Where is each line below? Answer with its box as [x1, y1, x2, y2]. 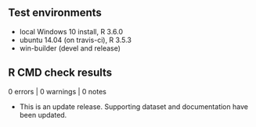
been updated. [19, 110, 67, 119]
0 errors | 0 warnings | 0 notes [8, 86, 107, 96]
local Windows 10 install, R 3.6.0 [19, 26, 124, 36]
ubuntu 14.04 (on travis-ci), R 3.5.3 [19, 35, 132, 44]
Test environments [8, 6, 102, 19]
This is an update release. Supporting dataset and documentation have [19, 101, 249, 111]
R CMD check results [8, 66, 113, 79]
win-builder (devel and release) [19, 43, 121, 53]
